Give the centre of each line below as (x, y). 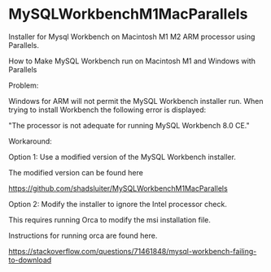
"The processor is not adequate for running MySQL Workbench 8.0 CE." (129, 125)
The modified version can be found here (76, 172)
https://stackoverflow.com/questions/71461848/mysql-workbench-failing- (133, 251)
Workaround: (31, 141)
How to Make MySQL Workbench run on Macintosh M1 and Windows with (132, 61)
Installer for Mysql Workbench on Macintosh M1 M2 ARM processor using (132, 37)
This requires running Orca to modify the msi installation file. (110, 219)
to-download (30, 260)
